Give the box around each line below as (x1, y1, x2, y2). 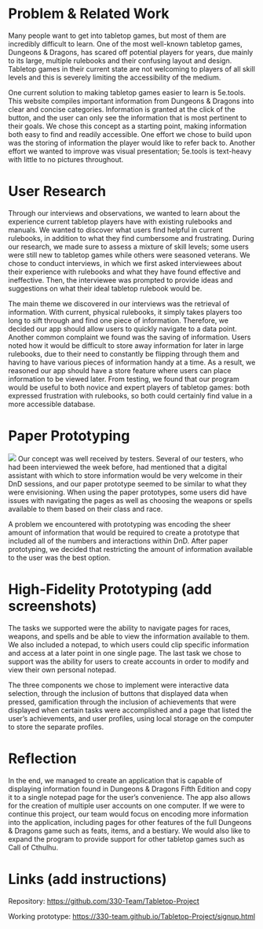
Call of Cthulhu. (8, 842, 59, 852)
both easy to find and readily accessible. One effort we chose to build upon (8, 129, 252, 139)
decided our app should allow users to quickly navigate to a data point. (8, 324, 237, 333)
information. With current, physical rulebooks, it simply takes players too (8, 307, 243, 316)
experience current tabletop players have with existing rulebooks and (8, 217, 232, 226)
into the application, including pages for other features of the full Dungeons (8, 817, 252, 827)
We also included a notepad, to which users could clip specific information (8, 639, 250, 650)
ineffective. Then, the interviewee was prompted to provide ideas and (8, 275, 233, 284)
